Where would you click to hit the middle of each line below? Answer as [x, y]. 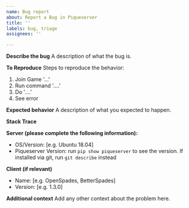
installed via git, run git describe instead [65, 157]
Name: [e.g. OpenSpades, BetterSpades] [65, 181]
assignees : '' [24, 34]
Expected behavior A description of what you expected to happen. [89, 110]
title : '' [19, 23]
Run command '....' [38, 86]
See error [27, 99]
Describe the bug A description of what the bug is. [69, 56]
